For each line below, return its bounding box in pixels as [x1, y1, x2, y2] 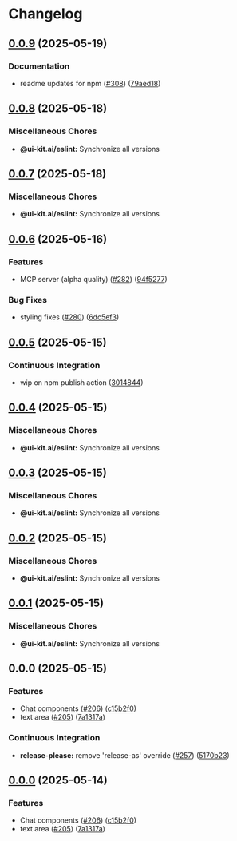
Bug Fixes [8, 294, 48, 305]
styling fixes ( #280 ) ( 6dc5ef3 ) [19, 312, 120, 322]
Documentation [8, 61, 70, 72]
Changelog [8, 5, 83, 23]
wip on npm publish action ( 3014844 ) [19, 377, 144, 387]
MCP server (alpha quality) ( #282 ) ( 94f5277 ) [19, 274, 168, 284]
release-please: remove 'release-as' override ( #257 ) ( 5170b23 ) [19, 750, 230, 760]
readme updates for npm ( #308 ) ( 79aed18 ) [19, 78, 161, 88]
